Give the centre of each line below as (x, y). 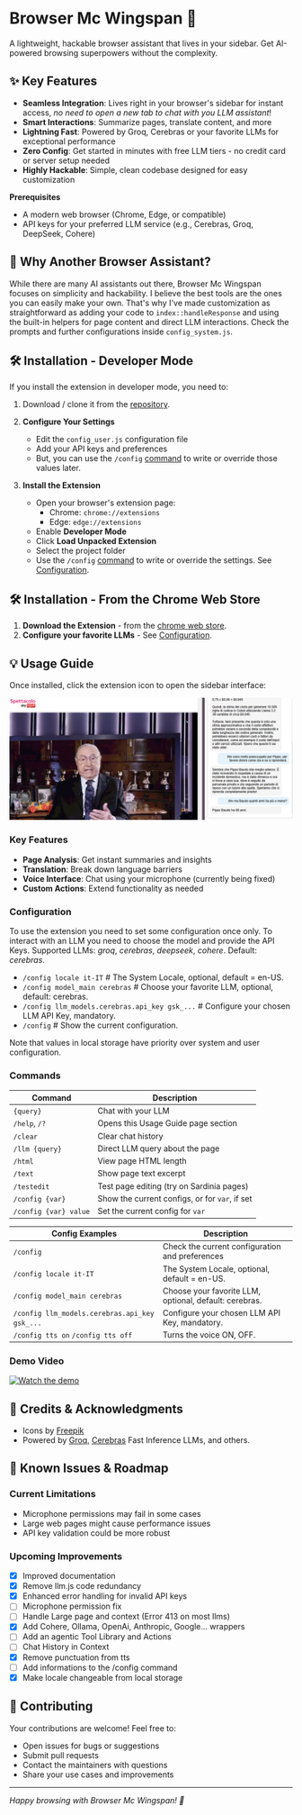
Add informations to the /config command (100, 1667)
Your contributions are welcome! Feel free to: (93, 1728)
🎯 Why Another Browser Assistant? (110, 262)
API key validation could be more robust (96, 1533)
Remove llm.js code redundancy (82, 1586)
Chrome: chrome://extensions (104, 513)
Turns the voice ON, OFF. (209, 1335)
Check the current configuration (222, 1247)
